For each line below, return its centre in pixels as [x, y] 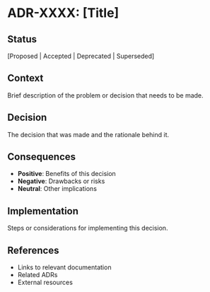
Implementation [43, 211]
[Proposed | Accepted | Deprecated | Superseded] [81, 56]
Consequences [42, 157]
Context [25, 78]
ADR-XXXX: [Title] [63, 13]
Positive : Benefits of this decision [67, 174]
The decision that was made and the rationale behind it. [88, 134]
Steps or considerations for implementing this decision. [88, 228]
